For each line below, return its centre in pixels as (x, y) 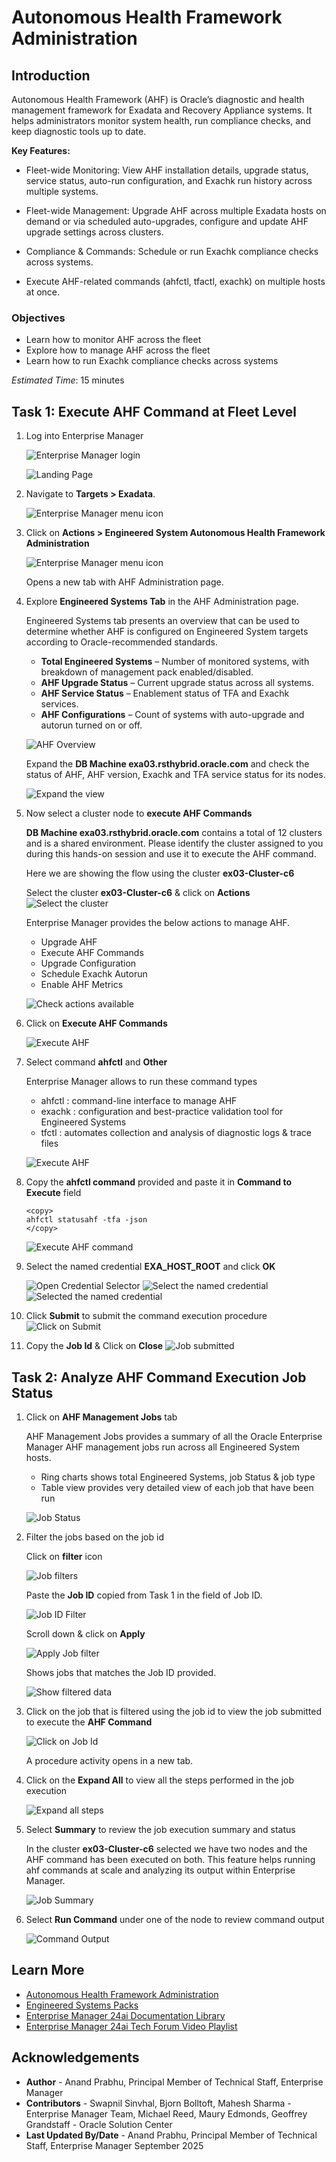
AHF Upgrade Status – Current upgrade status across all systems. (177, 683)
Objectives (38, 318)
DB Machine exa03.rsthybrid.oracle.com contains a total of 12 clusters (174, 833)
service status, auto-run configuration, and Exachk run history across (169, 180)
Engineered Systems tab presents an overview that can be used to (162, 621)
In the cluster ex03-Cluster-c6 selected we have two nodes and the (166, 1848)
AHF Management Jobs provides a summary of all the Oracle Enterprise (174, 1436)
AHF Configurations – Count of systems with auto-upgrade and (172, 715)
